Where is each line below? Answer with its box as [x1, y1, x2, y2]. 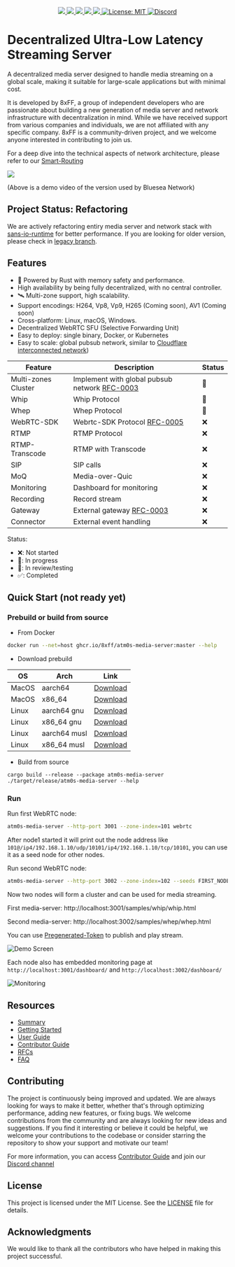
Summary [17, 1018, 45, 1026]
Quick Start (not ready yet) [7, 591, 127, 603]
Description [114, 362, 155, 372]
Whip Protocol [73, 394, 120, 404]
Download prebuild [17, 655, 73, 663]
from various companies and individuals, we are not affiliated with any [7, 120, 209, 129]
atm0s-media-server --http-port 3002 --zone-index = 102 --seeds [7, 878, 196, 885]
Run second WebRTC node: [7, 864, 87, 872]
